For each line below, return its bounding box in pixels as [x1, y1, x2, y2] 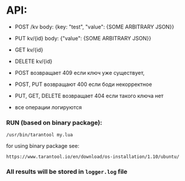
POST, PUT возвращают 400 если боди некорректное [14, 81, 152, 88]
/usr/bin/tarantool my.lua [6, 132, 73, 138]
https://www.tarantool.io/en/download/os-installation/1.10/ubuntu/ [6, 154, 180, 160]
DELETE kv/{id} [14, 58, 52, 65]
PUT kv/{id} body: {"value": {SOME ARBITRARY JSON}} [14, 34, 152, 42]
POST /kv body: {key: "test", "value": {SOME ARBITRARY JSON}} [14, 23, 174, 30]
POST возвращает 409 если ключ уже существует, [14, 69, 145, 76]
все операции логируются [14, 103, 82, 110]
